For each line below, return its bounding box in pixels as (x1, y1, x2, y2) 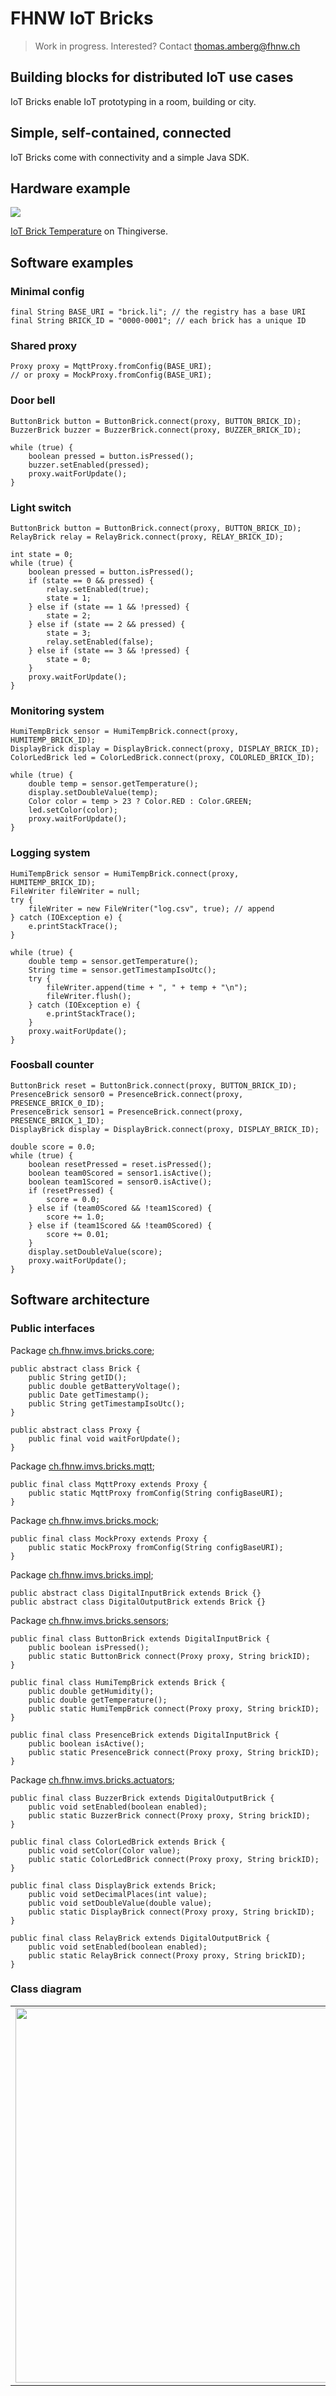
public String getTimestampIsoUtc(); (28, 1398, 186, 1409)
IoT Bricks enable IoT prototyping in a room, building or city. (10, 95, 257, 107)
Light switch (10, 500, 72, 514)
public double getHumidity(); (28, 1686, 155, 1696)
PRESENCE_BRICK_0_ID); (10, 1098, 105, 1108)
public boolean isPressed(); (28, 1642, 150, 1652)
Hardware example (10, 180, 131, 197)
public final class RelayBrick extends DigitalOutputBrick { (10, 1933, 271, 1943)
